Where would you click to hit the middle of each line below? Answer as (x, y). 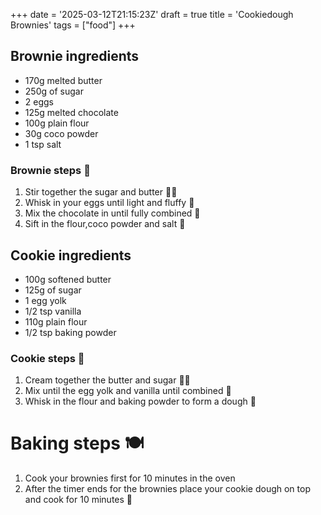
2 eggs (39, 101)
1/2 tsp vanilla (53, 311)
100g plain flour (57, 123)
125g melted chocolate (71, 112)
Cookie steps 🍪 (47, 358)
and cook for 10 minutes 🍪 (78, 500)
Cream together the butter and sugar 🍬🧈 (107, 380)
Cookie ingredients (71, 255)
